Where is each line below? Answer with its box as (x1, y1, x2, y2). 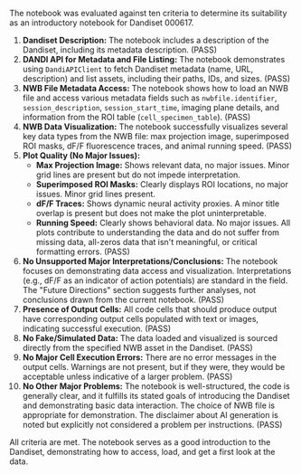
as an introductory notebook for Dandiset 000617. (9, 17, 194, 28)
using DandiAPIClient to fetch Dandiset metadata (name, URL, (22, 63, 254, 74)
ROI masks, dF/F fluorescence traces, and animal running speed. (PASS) (22, 140, 292, 151)
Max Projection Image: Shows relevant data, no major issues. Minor (35, 160, 290, 170)
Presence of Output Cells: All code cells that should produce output (22, 304, 277, 315)
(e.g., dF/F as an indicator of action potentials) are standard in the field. (22, 275, 288, 286)
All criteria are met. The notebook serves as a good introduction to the (9, 437, 271, 447)
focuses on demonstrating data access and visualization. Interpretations (22, 266, 292, 276)
